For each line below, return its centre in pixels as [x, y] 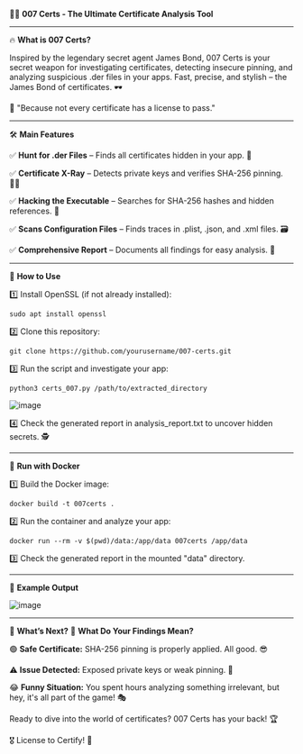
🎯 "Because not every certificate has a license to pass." [113, 108]
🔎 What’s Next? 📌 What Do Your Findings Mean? [101, 631]
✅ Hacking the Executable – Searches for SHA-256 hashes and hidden [142, 201]
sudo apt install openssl [58, 314]
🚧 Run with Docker [45, 466]
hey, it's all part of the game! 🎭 [68, 697]
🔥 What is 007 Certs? [50, 40]
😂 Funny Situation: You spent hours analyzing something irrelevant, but [144, 687]
